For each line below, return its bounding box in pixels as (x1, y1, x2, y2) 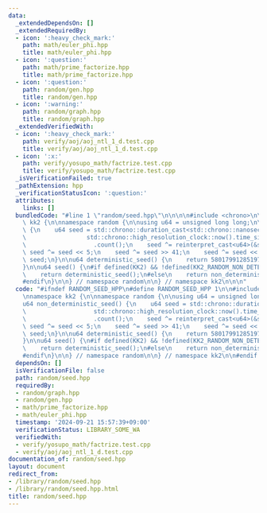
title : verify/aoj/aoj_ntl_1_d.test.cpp (22, 145, 158, 153)
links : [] (22, 204, 56, 212)
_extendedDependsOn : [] (15, 19, 94, 27)
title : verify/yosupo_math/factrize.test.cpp (22, 167, 176, 175)
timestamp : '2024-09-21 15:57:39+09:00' (15, 418, 151, 426)
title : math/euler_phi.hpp (22, 49, 112, 56)
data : (8, 11, 26, 20)
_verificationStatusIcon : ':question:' (15, 188, 148, 197)
